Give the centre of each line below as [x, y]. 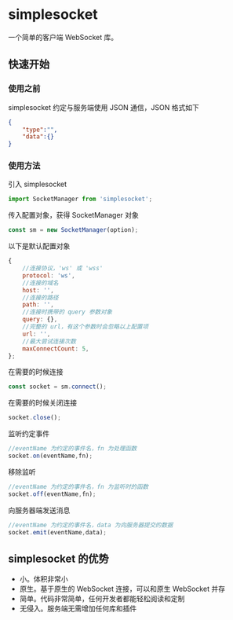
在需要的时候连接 [36, 372]
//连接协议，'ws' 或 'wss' [63, 269]
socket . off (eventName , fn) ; [52, 494]
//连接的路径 [40, 297]
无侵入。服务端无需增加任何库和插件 [78, 609]
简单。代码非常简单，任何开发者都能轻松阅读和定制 [102, 599]
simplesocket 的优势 [58, 558]
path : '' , [38, 305]
